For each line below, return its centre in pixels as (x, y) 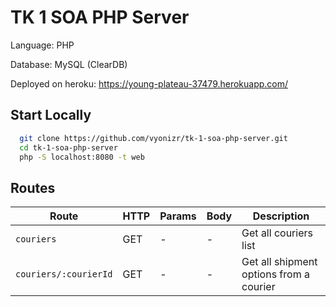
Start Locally (51, 115)
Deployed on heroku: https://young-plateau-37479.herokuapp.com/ (149, 83)
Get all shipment (279, 262)
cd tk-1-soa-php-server (68, 147)
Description (281, 216)
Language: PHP (42, 45)
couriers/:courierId (64, 274)
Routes (33, 187)
